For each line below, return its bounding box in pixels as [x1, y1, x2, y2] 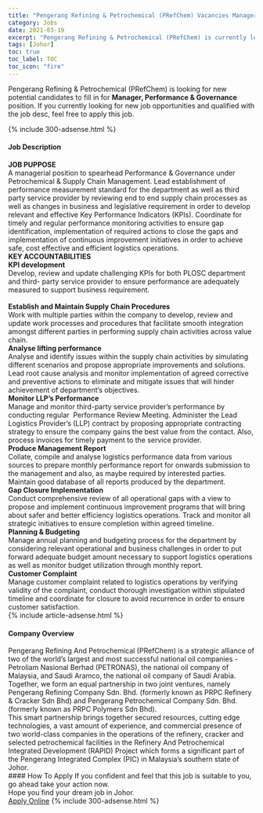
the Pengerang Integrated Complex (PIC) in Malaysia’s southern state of [8, 755, 240, 764]
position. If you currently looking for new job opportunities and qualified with [8, 101, 255, 110]
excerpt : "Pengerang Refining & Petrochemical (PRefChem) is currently [8, 33, 247, 42]
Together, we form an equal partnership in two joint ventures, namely [8, 679, 231, 689]
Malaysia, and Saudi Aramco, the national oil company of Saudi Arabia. [8, 671, 236, 680]
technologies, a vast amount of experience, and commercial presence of [8, 721, 243, 731]
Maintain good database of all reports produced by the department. [8, 477, 225, 486]
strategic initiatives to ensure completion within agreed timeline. [8, 518, 214, 528]
